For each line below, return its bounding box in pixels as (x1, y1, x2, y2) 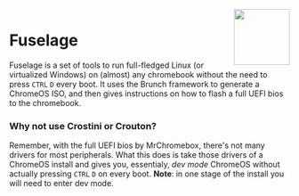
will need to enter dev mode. (9, 178, 114, 189)
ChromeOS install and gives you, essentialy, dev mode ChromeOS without (9, 159, 280, 170)
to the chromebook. (9, 97, 82, 108)
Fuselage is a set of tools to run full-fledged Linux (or (9, 60, 205, 70)
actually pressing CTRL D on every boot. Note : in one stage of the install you (9, 168, 285, 179)
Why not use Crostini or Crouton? (9, 119, 158, 132)
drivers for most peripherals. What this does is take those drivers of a (9, 150, 264, 160)
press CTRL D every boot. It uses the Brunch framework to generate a (9, 78, 260, 89)
